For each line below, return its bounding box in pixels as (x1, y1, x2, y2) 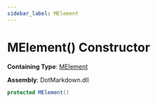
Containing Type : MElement (7, 62, 89, 71)
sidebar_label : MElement (7, 10, 79, 17)
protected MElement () (7, 89, 70, 96)
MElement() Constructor (7, 39, 151, 55)
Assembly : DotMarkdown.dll (7, 76, 89, 84)
